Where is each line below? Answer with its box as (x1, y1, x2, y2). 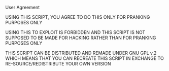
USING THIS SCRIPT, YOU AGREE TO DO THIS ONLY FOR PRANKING (5, 14, 150, 20)
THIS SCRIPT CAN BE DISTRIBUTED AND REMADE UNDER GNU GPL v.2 (5, 50, 157, 56)
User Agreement (5, 5, 40, 10)
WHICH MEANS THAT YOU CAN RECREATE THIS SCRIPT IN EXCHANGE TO (5, 55, 164, 61)
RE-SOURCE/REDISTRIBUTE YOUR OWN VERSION (5, 61, 111, 66)
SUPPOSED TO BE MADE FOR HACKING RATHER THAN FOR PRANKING (5, 35, 156, 41)
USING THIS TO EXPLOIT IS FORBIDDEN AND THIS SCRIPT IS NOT (5, 29, 146, 35)
